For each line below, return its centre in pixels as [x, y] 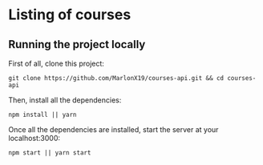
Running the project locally [77, 44]
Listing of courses [70, 15]
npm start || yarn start [50, 153]
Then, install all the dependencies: [65, 100]
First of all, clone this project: [56, 63]
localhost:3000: [34, 138]
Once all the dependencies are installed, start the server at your [113, 129]
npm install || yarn [43, 115]
